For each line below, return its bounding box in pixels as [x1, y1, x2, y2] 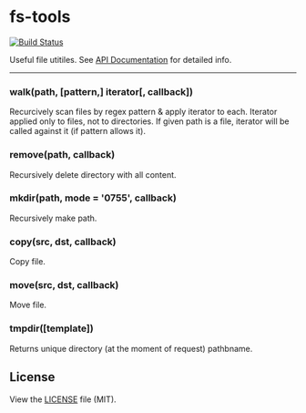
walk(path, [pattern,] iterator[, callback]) [9, 85, 194, 98]
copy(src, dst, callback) [9, 235, 117, 248]
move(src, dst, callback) [9, 279, 119, 292]
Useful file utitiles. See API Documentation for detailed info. [9, 54, 232, 65]
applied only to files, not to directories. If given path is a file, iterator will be [9, 116, 290, 127]
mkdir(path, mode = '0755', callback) [9, 191, 178, 204]
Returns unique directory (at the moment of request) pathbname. [9, 343, 253, 354]
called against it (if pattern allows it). [9, 126, 146, 137]
